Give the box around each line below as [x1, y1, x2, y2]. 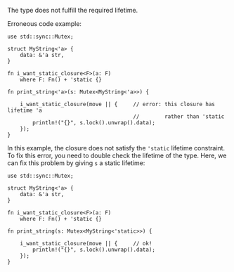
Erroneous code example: [7, 20, 82, 27]
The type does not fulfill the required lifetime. [7, 6, 138, 14]
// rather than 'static [133, 113, 225, 120]
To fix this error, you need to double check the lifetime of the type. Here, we [7, 151, 227, 160]
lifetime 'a [7, 107, 42, 114]
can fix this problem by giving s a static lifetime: [7, 159, 145, 167]
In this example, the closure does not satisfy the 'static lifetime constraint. [7, 144, 226, 152]
